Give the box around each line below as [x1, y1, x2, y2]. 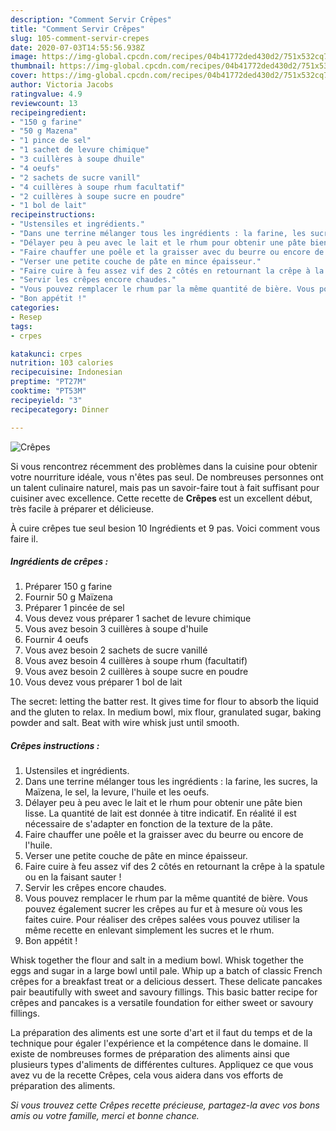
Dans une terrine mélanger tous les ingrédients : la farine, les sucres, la [24, 776, 318, 788]
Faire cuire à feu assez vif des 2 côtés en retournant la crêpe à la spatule [24, 861, 325, 873]
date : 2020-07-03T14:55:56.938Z [10, 42, 145, 53]
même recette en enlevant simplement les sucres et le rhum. [24, 924, 275, 936]
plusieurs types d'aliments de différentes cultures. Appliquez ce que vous [10, 1059, 314, 1071]
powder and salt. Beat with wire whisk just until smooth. [10, 717, 240, 729]
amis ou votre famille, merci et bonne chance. [10, 1110, 200, 1122]
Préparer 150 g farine [24, 581, 113, 593]
